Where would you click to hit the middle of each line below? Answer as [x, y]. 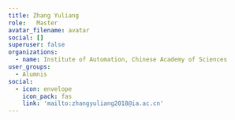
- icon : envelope [44, 89]
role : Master [33, 23]
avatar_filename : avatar [49, 30]
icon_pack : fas [47, 96]
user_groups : [30, 67]
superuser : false [37, 45]
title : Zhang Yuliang [44, 15]
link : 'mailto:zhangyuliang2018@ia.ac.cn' [93, 103]
